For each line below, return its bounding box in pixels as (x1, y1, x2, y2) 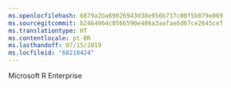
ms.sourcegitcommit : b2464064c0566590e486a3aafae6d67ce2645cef (8, 19, 224, 27)
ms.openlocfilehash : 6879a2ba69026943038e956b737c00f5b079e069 (8, 11, 224, 20)
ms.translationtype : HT (8, 26, 88, 34)
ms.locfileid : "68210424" (8, 49, 94, 57)
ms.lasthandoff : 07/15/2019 (8, 42, 102, 50)
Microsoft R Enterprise (8, 71, 82, 80)
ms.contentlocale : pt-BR (8, 34, 91, 42)
